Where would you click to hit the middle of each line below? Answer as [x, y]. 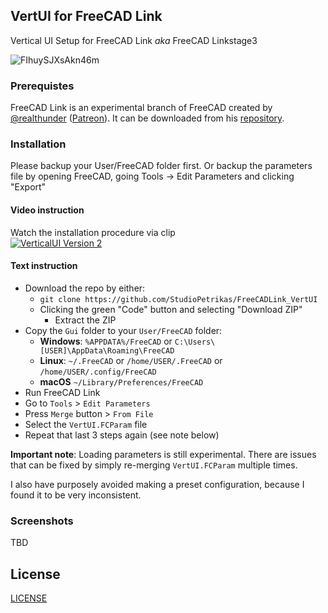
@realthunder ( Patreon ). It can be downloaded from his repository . [147, 118]
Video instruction [47, 210]
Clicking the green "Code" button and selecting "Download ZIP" [171, 309]
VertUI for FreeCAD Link [86, 16]
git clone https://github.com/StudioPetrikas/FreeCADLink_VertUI [178, 299]
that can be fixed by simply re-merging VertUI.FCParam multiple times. [154, 465]
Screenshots [42, 521]
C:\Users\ [195, 342]
